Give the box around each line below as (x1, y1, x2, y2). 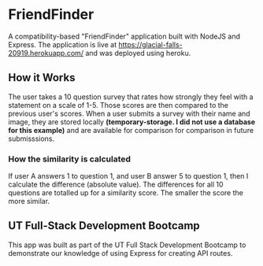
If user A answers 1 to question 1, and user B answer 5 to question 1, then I (8, 172, 249, 181)
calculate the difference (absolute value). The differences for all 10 (8, 179, 224, 190)
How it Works (8, 71, 76, 84)
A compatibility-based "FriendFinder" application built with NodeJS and (8, 31, 240, 41)
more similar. (8, 197, 50, 206)
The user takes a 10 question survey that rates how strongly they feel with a (8, 92, 254, 102)
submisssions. (8, 134, 55, 143)
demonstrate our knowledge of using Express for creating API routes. (8, 248, 233, 257)
